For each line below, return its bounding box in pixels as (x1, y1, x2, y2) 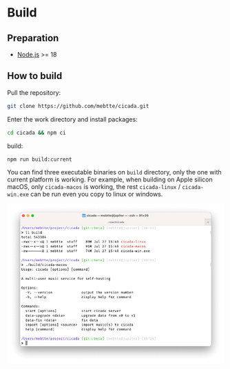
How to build (7, 70, 63, 82)
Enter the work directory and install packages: (7, 115, 138, 123)
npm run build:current (7, 156, 72, 163)
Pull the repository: (7, 88, 61, 97)
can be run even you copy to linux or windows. (30, 190, 163, 199)
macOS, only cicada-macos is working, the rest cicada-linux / (7, 183, 181, 191)
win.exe (7, 191, 30, 199)
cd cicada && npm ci (7, 129, 67, 136)
